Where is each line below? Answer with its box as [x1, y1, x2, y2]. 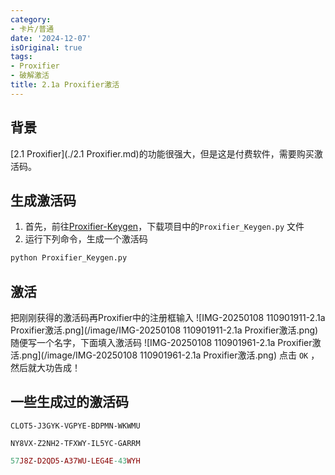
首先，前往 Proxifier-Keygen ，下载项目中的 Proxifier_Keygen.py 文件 [24, 221, 305, 233]
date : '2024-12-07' [10, 33, 92, 43]
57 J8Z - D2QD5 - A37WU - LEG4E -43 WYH [10, 456, 141, 466]
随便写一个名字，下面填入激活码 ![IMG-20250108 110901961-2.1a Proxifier [10, 337, 313, 349]
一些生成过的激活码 [10, 394, 129, 411]
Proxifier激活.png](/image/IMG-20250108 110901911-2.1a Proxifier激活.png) [10, 324, 319, 336]
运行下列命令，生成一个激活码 [24, 233, 148, 245]
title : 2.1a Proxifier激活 [10, 80, 120, 90]
